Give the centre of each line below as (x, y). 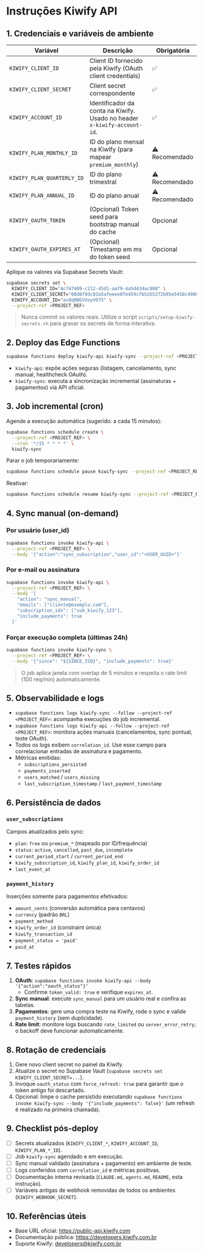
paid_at (24, 947)
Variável (46, 51)
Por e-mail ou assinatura (43, 570)
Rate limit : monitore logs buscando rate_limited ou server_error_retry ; (105, 1025)
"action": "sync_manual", (50, 599)
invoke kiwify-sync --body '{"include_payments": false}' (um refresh (105, 1103)
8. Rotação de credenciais (56, 1050)
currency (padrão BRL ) (42, 915)
